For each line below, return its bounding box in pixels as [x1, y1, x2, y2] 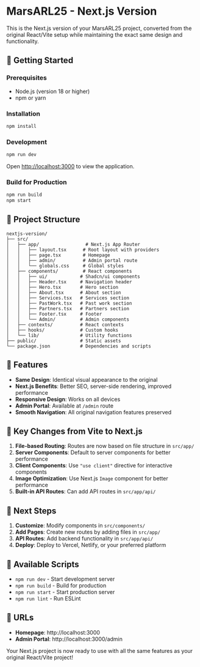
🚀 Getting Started [6, 55, 74, 65]
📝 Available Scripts [6, 559, 79, 570]
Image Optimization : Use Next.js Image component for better [15, 475, 169, 482]
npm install [6, 123, 37, 129]
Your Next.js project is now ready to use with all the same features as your [6, 647, 193, 654]
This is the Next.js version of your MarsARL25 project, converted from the [6, 24, 192, 32]
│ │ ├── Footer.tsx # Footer [6, 311, 102, 317]
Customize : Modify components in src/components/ [15, 522, 145, 529]
